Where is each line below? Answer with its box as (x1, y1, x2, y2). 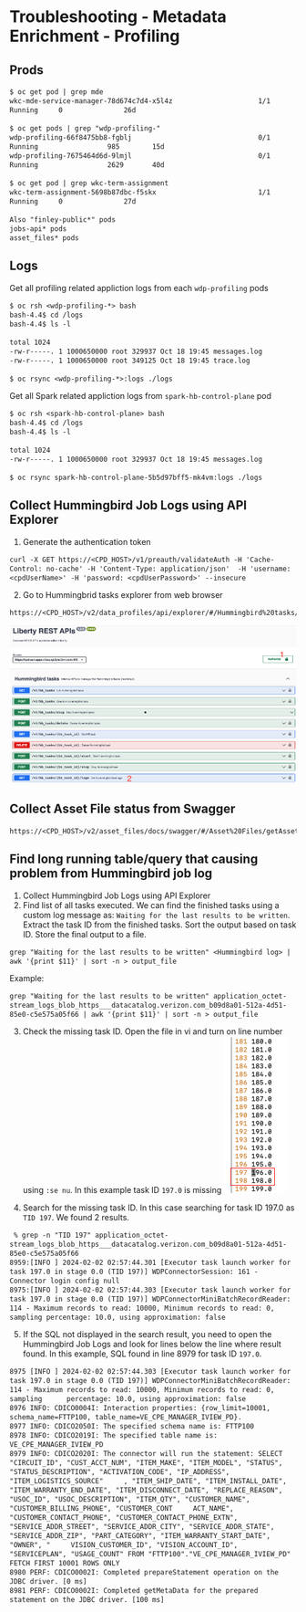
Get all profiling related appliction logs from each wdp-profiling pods (9, 282, 269, 293)
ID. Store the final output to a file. (22, 928, 148, 939)
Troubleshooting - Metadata (9, 6, 228, 27)
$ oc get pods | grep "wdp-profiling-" (9, 124, 161, 133)
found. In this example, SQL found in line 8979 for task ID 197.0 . (22, 1348, 262, 1359)
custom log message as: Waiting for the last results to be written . (22, 909, 291, 920)
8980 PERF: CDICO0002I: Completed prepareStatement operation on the (9, 1567, 280, 1576)
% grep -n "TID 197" (13, 1230, 92, 1240)
